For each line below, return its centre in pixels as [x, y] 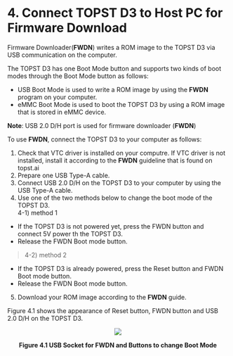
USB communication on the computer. [62, 55]
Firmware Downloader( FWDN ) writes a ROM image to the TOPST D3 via [111, 47]
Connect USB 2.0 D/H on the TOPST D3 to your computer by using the [119, 183]
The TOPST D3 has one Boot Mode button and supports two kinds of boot [114, 68]
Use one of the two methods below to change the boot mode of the [115, 198]
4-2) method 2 [46, 255]
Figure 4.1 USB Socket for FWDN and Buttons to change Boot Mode [118, 345]
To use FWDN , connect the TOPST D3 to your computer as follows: [105, 139]
